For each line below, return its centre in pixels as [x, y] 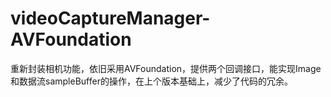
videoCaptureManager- [110, 18]
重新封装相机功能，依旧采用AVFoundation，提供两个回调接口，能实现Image [166, 68]
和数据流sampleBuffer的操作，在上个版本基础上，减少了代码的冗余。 [151, 81]
